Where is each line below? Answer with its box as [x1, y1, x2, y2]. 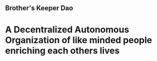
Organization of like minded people [5, 34, 153, 46]
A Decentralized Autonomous [5, 24, 130, 35]
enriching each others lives [5, 45, 120, 56]
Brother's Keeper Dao [5, 4, 73, 12]
